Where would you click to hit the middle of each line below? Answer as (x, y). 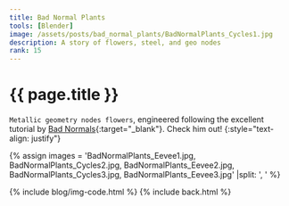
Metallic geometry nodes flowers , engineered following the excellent (137, 119)
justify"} (46, 138)
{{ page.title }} (64, 95)
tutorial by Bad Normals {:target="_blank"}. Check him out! (116, 129)
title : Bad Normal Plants (57, 17)
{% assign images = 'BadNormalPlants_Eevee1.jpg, (103, 156)
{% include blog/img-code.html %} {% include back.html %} (120, 192)
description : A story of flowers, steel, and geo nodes (115, 42)
